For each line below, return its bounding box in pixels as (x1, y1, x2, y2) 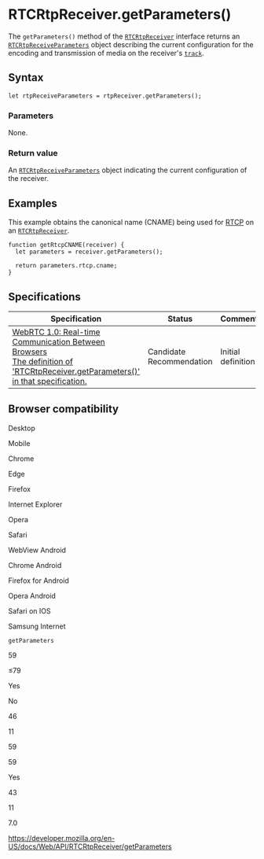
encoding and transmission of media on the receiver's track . (8, 48, 204, 57)
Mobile (8, 438, 31, 448)
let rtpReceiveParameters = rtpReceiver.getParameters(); (8, 92, 202, 100)
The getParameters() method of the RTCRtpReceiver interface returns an (8, 31, 240, 41)
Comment (220, 313, 258, 324)
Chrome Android (8, 560, 62, 570)
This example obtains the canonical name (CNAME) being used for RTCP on (8, 218, 254, 227)
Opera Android (8, 591, 57, 600)
